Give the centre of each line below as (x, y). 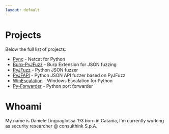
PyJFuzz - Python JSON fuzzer (45, 70)
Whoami (23, 106)
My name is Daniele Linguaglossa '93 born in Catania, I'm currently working (85, 120)
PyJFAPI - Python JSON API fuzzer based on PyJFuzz (69, 75)
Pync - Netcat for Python (39, 59)
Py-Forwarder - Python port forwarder (53, 86)
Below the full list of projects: (36, 49)
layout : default (22, 10)
